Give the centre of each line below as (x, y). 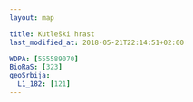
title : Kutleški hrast (52, 34)
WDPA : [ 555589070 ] (44, 59)
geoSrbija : (30, 76)
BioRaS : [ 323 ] (36, 67)
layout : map (32, 18)
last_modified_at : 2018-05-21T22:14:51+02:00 (96, 42)
